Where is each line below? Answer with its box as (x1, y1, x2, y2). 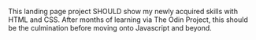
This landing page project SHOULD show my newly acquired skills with (8, 7, 239, 16)
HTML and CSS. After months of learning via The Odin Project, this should (8, 15, 248, 24)
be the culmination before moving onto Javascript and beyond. (8, 24, 213, 32)
